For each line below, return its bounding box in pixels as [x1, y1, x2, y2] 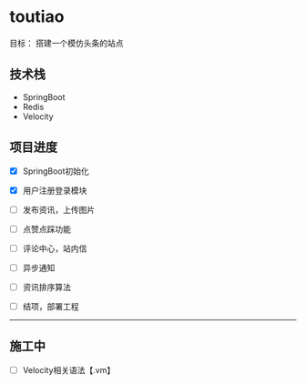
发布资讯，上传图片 [22, 204, 96, 215]
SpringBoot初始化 [22, 166, 89, 177]
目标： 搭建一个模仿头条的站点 [9, 37, 124, 48]
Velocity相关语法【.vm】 [22, 364, 116, 375]
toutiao [9, 6, 65, 27]
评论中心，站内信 [22, 243, 87, 254]
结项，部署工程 [22, 301, 79, 311]
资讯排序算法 [22, 281, 71, 292]
